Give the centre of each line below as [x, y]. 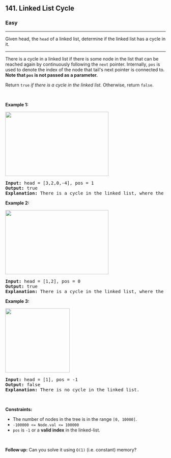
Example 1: [17, 104]
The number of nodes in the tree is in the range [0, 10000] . [75, 419]
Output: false [23, 384]
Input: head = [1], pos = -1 [41, 379]
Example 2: [17, 203]
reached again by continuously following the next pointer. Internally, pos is [83, 64]
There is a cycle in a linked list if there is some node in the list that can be [82, 59]
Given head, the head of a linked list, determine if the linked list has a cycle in [85, 39]
